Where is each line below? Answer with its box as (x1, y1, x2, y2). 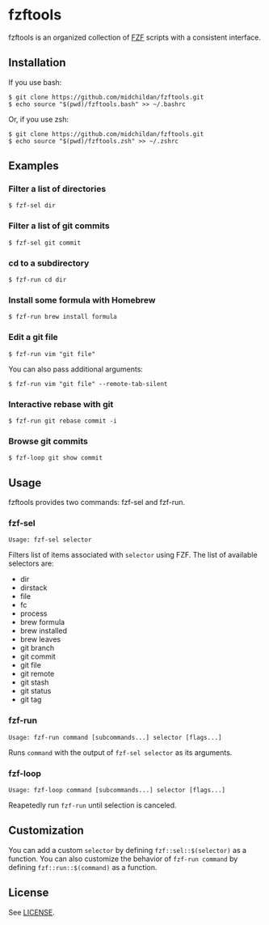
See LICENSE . (8, 907, 55, 917)
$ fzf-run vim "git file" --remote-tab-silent (8, 380, 168, 388)
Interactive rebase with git (8, 398, 114, 409)
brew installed (19, 626, 67, 636)
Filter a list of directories (8, 184, 107, 195)
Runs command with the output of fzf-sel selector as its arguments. (8, 747, 233, 757)
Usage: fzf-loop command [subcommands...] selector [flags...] (8, 786, 226, 794)
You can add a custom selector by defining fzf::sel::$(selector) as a (8, 845, 247, 855)
